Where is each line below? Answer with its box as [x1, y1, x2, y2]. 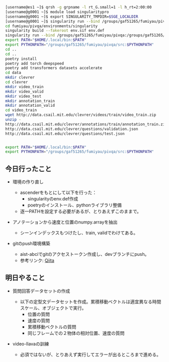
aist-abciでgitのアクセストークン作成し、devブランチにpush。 [20, 251, 149, 257]
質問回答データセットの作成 [12, 287, 70, 294]
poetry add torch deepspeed [5, 61, 64, 66]
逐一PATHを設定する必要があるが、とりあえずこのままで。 [20, 208, 142, 214]
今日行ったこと [5, 164, 52, 173]
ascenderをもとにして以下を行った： [20, 189, 97, 196]
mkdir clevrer [5, 75, 35, 80]
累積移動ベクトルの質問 [27, 324, 76, 330]
